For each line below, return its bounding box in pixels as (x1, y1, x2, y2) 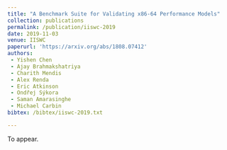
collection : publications (7, 17, 84, 24)
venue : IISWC (7, 37, 46, 44)
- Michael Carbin (10, 103, 62, 110)
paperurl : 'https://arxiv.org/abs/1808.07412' (7, 43, 148, 50)
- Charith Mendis (10, 69, 62, 76)
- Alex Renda (10, 76, 50, 83)
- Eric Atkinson (10, 83, 59, 90)
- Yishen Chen (10, 57, 52, 64)
